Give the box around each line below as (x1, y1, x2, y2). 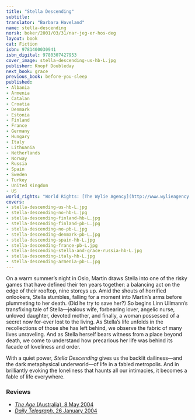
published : (6, 80, 33, 85)
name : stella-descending (6, 25, 67, 31)
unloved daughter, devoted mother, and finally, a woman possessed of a (6, 312, 180, 319)
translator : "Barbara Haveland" (6, 19, 85, 25)
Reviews (6, 387, 31, 395)
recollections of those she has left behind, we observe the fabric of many (6, 324, 182, 331)
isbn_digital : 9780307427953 (6, 52, 77, 58)
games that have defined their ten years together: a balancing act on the (6, 281, 180, 288)
